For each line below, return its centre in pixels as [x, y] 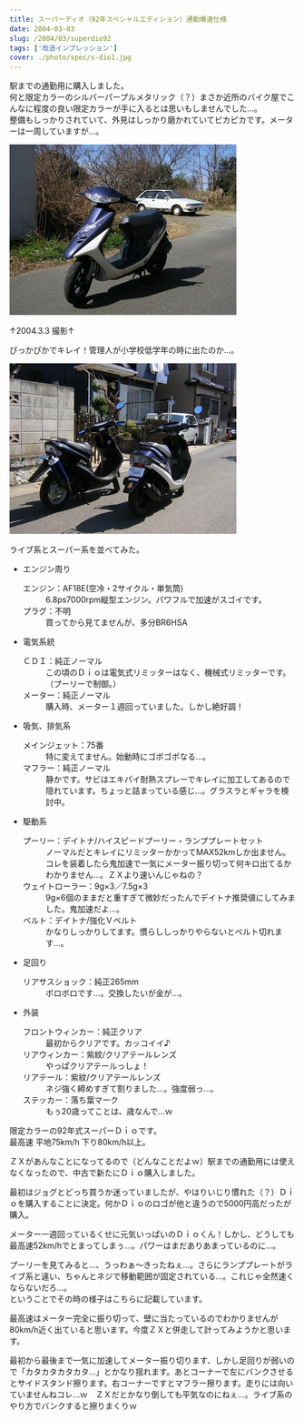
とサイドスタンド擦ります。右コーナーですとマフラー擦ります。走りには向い [152, 1384]
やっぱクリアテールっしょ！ [97, 1066]
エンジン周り [46, 569]
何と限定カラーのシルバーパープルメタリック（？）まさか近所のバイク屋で [148, 97]
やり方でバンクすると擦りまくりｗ [74, 1406]
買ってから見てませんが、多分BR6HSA [116, 622]
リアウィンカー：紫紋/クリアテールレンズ [99, 1054]
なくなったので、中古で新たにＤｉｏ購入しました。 [105, 1173]
